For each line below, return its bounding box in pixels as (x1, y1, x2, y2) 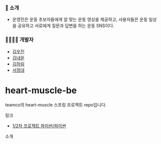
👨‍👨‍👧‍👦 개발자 (5, 36, 33, 43)
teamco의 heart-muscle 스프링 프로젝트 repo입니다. (5, 101, 107, 107)
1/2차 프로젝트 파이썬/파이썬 (12, 123, 66, 129)
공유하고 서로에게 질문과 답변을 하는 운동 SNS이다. (17, 23, 115, 29)
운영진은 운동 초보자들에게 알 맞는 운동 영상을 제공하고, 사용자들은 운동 (12, 16, 148, 23)
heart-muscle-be (5, 85, 77, 96)
